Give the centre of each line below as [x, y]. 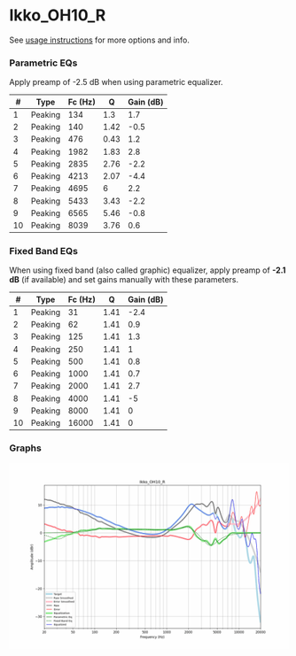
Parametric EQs [43, 63]
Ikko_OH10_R [58, 15]
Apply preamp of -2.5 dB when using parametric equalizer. [116, 82]
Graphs [25, 448]
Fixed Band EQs [43, 251]
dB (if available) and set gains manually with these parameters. [124, 280]
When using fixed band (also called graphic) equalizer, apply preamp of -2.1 [148, 270]
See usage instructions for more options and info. [100, 40]
